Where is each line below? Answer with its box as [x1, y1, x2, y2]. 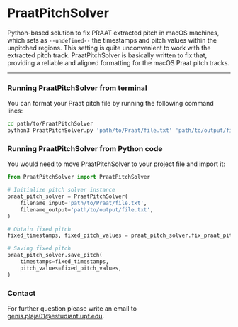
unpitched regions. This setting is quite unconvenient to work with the [7, 43, 211, 52]
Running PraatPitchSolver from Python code [7, 143, 163, 153]
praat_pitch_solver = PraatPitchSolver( [7, 193, 129, 200]
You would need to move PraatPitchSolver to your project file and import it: [7, 160, 225, 168]
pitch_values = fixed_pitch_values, [20, 265, 122, 272]
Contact [7, 288, 36, 298]
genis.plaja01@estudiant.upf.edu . [7, 311, 105, 320]
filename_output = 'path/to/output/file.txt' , [20, 206, 154, 214]
